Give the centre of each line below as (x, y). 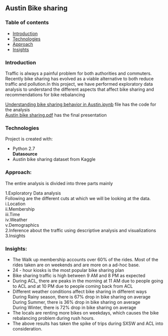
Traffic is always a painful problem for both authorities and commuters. (78, 73)
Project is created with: (29, 139)
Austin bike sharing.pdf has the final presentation (56, 115)
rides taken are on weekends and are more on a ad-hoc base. (76, 265)
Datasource (25, 154)
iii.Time (13, 214)
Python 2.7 (24, 149)
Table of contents (27, 23)
